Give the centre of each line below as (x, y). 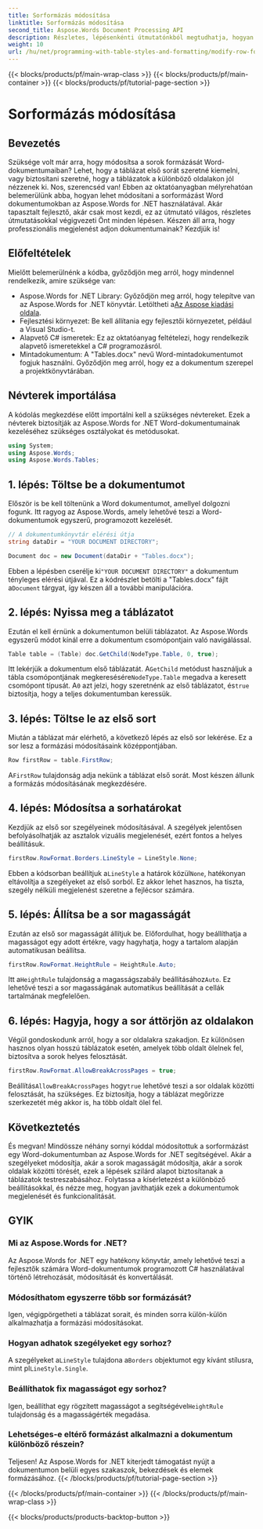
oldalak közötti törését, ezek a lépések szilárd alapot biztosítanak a (116, 1171)
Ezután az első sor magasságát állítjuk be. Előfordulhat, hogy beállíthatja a (128, 933)
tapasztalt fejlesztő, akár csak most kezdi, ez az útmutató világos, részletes (130, 212)
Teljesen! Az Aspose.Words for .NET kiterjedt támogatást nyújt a (112, 1461)
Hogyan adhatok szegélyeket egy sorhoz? (90, 1343)
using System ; (31, 445)
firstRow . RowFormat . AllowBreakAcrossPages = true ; (92, 1071)
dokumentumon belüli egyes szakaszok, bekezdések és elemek (111, 1469)
